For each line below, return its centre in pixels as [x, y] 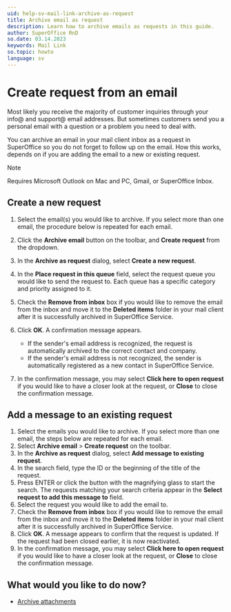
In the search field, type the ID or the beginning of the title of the [109, 468]
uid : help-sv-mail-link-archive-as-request [71, 13]
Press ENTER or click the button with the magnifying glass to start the [116, 482]
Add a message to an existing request [90, 415]
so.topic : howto [30, 52]
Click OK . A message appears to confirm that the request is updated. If [118, 534]
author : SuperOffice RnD [43, 33]
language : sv [26, 59]
